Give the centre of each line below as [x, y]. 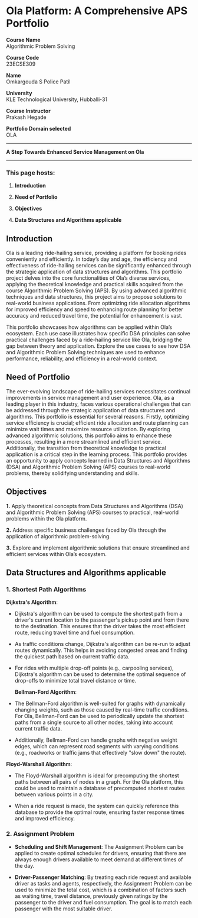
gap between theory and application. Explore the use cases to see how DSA [98, 346]
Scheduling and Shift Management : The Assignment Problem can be [99, 846]
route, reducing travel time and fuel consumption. [75, 633]
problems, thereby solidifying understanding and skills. [73, 473]
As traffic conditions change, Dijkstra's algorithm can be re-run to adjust [102, 644]
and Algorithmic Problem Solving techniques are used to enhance [86, 353]
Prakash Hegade [26, 117]
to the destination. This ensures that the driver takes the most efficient [100, 626]
